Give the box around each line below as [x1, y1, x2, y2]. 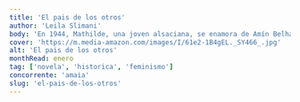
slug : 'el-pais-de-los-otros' [9, 79, 122, 88]
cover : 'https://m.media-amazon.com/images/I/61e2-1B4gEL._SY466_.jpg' [9, 37, 281, 47]
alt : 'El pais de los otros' [9, 46, 118, 55]
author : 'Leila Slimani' [9, 21, 102, 30]
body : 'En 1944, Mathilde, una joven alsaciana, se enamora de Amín [9, 29, 270, 38]
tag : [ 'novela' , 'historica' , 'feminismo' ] [9, 63, 174, 72]
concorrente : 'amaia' [9, 71, 90, 80]
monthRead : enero [9, 54, 74, 63]
